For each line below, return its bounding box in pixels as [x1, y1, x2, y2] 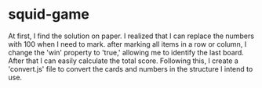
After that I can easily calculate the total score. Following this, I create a [8, 56, 239, 65]
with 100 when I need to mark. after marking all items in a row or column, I [8, 39, 247, 48]
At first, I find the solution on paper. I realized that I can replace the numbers [8, 31, 255, 40]
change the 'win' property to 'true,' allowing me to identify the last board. [8, 48, 245, 57]
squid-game [8, 5, 90, 23]
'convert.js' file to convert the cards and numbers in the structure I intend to [8, 64, 253, 73]
